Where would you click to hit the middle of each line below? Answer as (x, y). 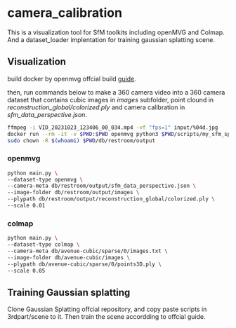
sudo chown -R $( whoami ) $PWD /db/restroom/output (81, 141)
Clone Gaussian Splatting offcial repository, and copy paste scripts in (107, 309)
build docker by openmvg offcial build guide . (72, 78)
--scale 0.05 (26, 271)
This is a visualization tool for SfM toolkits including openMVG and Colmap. (116, 32)
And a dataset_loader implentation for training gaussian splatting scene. (111, 39)
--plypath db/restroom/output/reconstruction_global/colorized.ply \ (111, 199)
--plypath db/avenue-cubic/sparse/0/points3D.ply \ (84, 264)
